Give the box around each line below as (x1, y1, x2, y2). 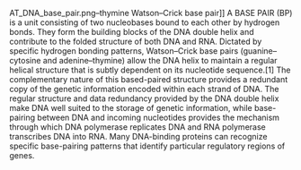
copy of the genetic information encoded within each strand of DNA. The (9, 84, 279, 94)
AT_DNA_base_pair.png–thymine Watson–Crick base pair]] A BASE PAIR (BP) (9, 8, 293, 18)
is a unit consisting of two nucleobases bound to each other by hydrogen (9, 17, 280, 28)
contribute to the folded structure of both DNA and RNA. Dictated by (9, 36, 262, 47)
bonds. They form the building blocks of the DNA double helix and (9, 27, 254, 37)
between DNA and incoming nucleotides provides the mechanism (37, 112, 280, 123)
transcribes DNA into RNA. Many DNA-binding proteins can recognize (9, 132, 268, 141)
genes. (9, 150, 35, 160)
